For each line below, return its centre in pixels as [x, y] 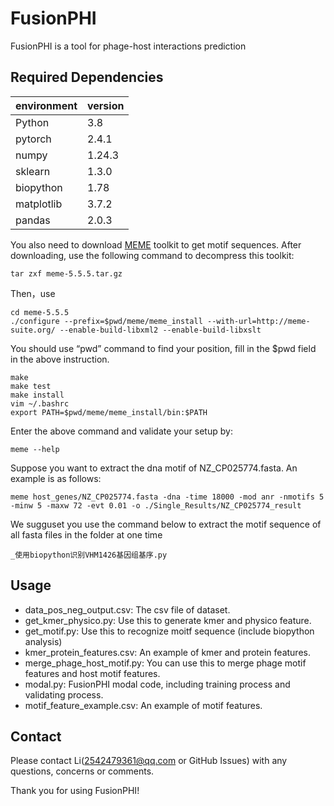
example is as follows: [56, 478]
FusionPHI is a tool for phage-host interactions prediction [128, 46]
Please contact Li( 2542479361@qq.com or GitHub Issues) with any [149, 761]
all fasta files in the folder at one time [86, 534]
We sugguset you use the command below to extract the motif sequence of [166, 524]
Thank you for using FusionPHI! [75, 791]
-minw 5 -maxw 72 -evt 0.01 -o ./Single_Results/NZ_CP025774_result [156, 505]
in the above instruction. [60, 359]
